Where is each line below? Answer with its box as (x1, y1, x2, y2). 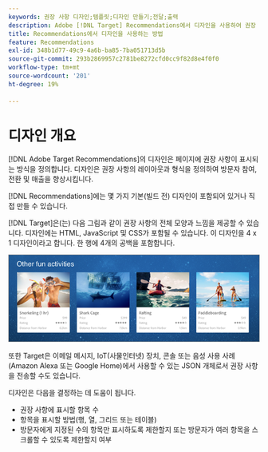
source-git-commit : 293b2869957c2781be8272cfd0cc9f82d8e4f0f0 (8, 55, 219, 63)
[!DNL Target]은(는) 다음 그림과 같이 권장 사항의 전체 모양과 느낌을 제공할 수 (8, 218, 245, 228)
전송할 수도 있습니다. (16, 371, 81, 381)
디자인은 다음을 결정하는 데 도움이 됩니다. (8, 388, 136, 398)
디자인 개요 (8, 126, 77, 145)
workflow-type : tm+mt (8, 64, 81, 72)
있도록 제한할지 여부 (49, 435, 112, 445)
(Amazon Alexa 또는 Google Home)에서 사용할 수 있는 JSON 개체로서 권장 (8, 361, 243, 371)
